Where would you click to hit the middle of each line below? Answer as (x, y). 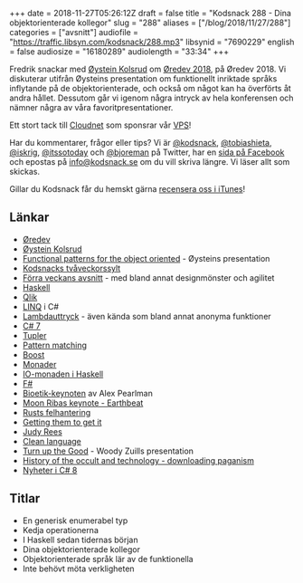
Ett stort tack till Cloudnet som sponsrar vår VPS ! (100, 125)
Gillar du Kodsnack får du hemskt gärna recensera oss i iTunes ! (128, 189)
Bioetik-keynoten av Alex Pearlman (88, 393)
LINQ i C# (41, 306)
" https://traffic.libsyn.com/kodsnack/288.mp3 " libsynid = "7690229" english (152, 42)
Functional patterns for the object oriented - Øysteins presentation (146, 258)
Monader (39, 364)
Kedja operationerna (61, 530)
